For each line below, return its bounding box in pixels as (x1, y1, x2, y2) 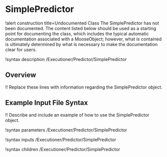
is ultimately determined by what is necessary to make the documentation (5, 41, 158, 47)
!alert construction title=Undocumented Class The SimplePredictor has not (5, 20, 159, 26)
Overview (5, 71, 37, 79)
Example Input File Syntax (5, 98, 88, 107)
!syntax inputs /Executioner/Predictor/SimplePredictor (5, 136, 116, 142)
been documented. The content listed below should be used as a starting (5, 25, 156, 31)
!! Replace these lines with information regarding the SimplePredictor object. (5, 84, 163, 90)
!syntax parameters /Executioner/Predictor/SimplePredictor (5, 126, 127, 133)
